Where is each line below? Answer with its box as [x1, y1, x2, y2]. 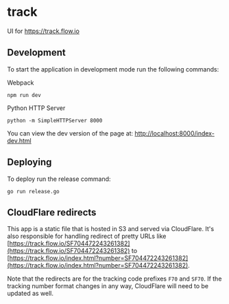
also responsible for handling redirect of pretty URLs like [7, 232, 167, 241]
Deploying [7, 156, 52, 169]
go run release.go [7, 188, 60, 195]
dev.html [7, 136, 32, 144]
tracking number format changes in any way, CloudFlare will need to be [7, 282, 209, 290]
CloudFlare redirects [7, 206, 97, 218]
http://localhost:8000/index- [134, 129, 215, 138]
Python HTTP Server [7, 104, 66, 112]
